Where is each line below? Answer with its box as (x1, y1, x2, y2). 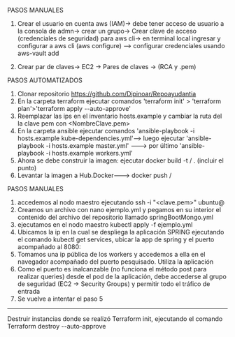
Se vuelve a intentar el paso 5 (17, 294, 104, 303)
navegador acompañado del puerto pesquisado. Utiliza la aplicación (17, 257, 214, 266)
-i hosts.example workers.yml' (45, 149, 133, 157)
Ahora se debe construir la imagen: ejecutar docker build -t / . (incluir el (17, 156, 224, 165)
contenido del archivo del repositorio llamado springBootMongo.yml (17, 213, 213, 221)
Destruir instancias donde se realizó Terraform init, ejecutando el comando (7, 315, 223, 323)
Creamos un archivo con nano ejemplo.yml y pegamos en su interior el (17, 206, 222, 214)
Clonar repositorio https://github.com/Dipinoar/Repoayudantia (17, 90, 197, 98)
